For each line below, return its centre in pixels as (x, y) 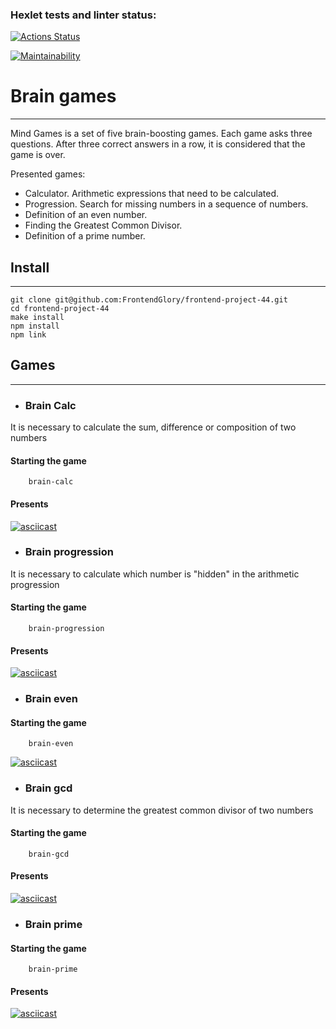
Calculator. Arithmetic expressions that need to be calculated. (151, 194)
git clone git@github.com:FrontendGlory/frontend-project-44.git (149, 300)
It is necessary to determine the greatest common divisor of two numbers (162, 810)
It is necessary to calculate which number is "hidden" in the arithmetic (155, 574)
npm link (28, 335)
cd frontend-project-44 (60, 309)
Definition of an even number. (86, 215)
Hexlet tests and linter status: (83, 15)
